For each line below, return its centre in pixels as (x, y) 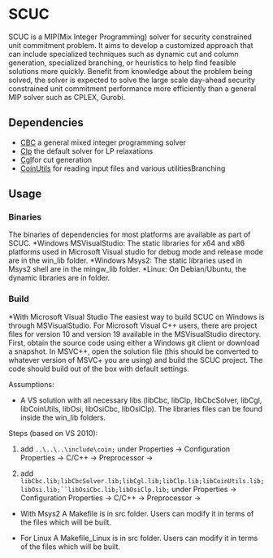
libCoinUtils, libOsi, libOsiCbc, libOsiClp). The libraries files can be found (141, 408)
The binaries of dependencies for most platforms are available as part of (130, 235)
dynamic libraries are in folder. (59, 278)
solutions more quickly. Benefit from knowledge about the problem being (130, 71)
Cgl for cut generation (56, 159)
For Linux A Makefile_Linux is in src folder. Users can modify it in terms (139, 538)
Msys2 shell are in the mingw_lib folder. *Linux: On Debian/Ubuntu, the (127, 269)
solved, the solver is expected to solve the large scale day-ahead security (132, 80)
